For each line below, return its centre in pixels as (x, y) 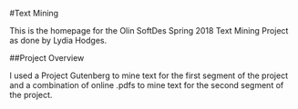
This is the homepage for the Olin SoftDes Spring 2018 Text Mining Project (149, 30)
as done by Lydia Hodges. (58, 40)
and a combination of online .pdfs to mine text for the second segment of (147, 85)
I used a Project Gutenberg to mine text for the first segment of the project (149, 75)
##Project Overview (47, 58)
